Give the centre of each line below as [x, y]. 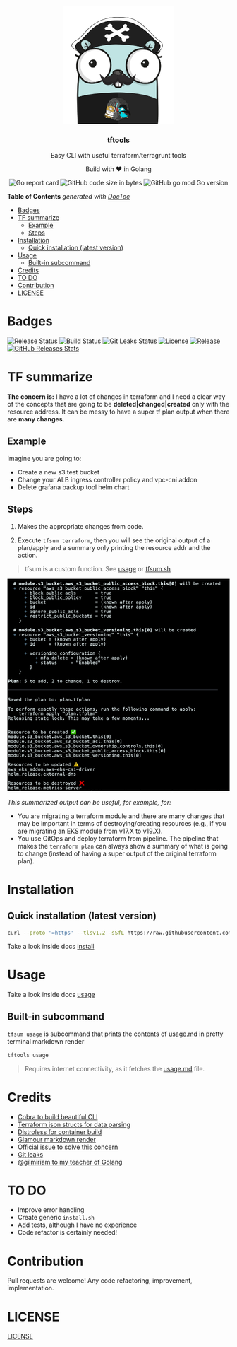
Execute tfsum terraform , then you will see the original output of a [114, 540]
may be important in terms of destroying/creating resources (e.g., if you [122, 824]
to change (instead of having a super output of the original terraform [117, 853]
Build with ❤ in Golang [119, 169]
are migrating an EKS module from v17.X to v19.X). [90, 831]
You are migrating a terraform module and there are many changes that [121, 816]
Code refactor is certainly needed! [67, 1232]
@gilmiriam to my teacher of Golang [70, 1162]
